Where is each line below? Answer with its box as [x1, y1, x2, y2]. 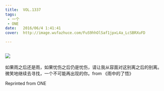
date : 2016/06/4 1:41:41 [5, 26, 61, 31]
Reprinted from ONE [5, 80, 47, 86]
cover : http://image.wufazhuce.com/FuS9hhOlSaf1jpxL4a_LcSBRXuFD [5, 30, 146, 35]
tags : [5, 12, 16, 17]
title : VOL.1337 [5, 7, 41, 12]
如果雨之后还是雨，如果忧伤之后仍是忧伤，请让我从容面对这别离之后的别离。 [5, 64, 162, 70]
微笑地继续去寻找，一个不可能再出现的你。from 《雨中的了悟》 [5, 70, 134, 76]
